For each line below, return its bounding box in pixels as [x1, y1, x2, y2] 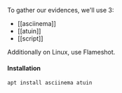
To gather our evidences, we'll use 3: [7, 6, 114, 14]
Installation [7, 64, 41, 72]
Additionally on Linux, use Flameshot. [7, 48, 116, 56]
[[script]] [17, 34, 43, 43]
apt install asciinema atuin [7, 80, 93, 87]
